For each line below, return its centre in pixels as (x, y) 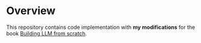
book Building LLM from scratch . (46, 33)
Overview (31, 11)
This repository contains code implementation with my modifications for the (101, 27)
